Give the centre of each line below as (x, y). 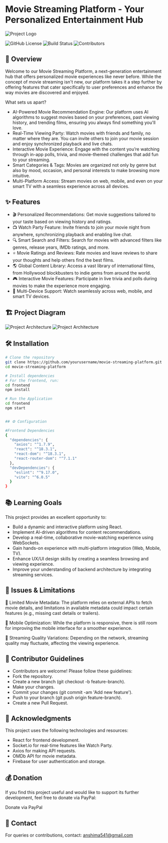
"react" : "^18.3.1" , (35, 449)
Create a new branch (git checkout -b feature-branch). (69, 681)
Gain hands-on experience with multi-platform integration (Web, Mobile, (86, 548)
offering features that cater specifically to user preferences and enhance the (84, 87)
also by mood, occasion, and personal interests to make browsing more (86, 170)
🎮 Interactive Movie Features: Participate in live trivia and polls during (85, 278)
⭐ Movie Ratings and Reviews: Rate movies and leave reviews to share (85, 253)
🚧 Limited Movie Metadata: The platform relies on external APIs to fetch (79, 602)
